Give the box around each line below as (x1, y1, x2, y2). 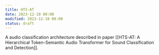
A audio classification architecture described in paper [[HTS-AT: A (5, 34, 140, 40)
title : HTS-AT (5, 7, 35, 12)
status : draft (5, 21, 35, 26)
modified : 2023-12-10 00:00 (5, 16, 63, 21)
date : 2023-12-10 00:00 (5, 12, 54, 17)
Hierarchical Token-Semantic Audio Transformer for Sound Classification (5, 40, 155, 46)
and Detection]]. (5, 45, 39, 51)
